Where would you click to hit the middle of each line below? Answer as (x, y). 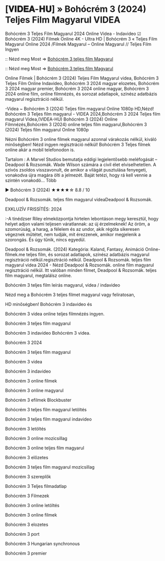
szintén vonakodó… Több (31, 180)
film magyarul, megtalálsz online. (39, 275)
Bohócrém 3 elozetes (27, 524)
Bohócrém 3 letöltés (26, 429)
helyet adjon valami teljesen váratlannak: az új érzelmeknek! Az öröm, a (78, 224)
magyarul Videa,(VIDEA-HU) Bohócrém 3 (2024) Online (61, 119)
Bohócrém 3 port (22, 534)
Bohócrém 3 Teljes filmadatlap (36, 486)
